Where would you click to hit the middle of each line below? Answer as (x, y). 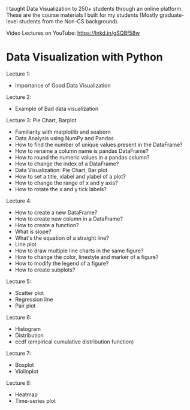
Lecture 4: (19, 201)
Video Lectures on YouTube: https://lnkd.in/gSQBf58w (73, 33)
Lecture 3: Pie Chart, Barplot (41, 120)
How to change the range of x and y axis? (66, 183)
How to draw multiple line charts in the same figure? (79, 251)
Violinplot (27, 371)
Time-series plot (35, 400)
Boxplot (24, 364)
